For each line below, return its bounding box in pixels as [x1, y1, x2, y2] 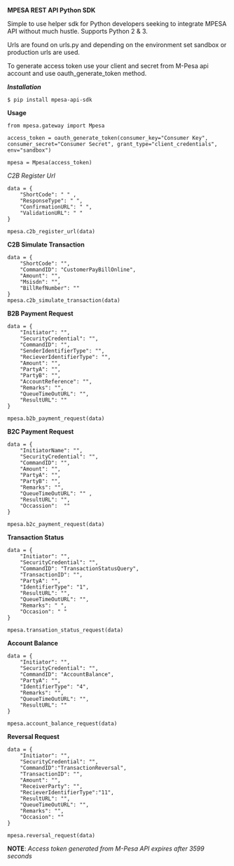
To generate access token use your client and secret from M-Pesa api [7, 62, 209, 70]
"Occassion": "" [20, 502, 71, 509]
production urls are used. [7, 48, 81, 56]
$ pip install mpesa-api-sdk [7, 96, 92, 103]
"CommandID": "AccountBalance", [20, 671, 114, 678]
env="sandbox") [7, 147, 52, 154]
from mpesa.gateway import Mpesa [7, 122, 105, 129]
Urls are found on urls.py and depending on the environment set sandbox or [7, 41, 227, 48]
